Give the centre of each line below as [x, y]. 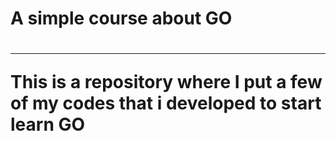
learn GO [48, 124]
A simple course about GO [121, 18]
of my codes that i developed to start [166, 103]
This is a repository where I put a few [166, 82]
